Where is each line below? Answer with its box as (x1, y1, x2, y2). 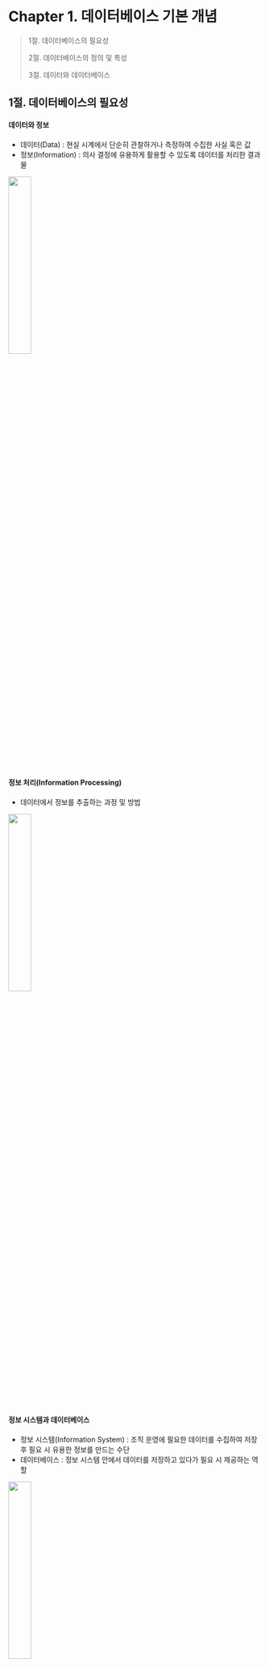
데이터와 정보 (8, 120, 50, 129)
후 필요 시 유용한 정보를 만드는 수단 (19, 1444, 130, 1454)
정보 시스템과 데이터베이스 (8, 1415, 90, 1425)
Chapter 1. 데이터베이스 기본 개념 (8, 7, 217, 26)
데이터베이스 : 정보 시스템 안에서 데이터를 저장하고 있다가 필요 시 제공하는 (19, 1454, 250, 1464)
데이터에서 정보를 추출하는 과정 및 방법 (19, 797, 141, 806)
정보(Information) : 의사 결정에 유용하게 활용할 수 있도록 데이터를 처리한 (19, 149, 246, 159)
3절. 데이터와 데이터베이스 (27, 69, 111, 79)
